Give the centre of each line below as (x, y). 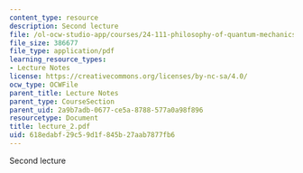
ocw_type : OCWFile (44, 85)
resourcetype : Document (54, 118)
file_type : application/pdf (62, 51)
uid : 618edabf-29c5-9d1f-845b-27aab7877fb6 (92, 135)
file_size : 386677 (44, 43)
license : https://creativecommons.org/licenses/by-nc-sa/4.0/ (129, 77)
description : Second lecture (64, 26)
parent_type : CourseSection (62, 101)
